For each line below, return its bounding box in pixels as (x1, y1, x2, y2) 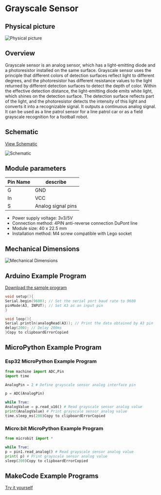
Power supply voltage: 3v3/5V (12, 215, 73, 221)
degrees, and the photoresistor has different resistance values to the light (5, 77, 152, 83)
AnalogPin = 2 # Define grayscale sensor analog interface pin (5, 382, 136, 387)
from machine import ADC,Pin (5, 369, 64, 374)
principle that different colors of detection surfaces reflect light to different (5, 72, 155, 78)
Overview (5, 49, 36, 57)
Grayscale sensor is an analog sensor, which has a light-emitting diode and (5, 62, 156, 68)
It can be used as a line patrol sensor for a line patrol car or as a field (5, 108, 143, 114)
